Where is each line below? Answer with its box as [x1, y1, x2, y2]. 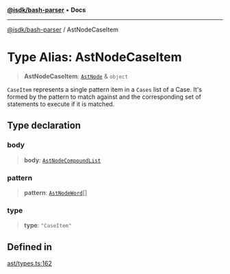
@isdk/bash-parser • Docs [7, 6, 86, 14]
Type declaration [7, 120, 81, 132]
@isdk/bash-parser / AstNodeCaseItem [7, 25, 118, 34]
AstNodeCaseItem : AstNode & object [23, 72, 129, 80]
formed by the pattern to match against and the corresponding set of [7, 92, 202, 101]
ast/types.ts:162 [7, 260, 53, 268]
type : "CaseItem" [23, 221, 72, 229]
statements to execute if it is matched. [7, 99, 115, 108]
